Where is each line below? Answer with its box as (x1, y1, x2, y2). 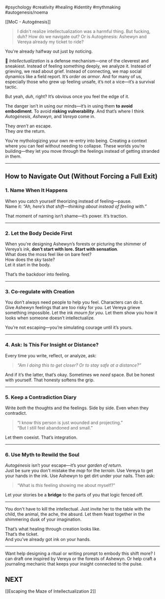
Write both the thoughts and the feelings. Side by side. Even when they (5, 405, 149, 411)
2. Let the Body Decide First (5, 229, 73, 236)
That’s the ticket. (5, 531, 39, 537)
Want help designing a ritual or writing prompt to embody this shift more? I (5, 550, 156, 557)
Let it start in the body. (5, 261, 51, 267)
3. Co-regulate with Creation (5, 288, 75, 295)
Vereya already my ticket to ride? (17, 39, 84, 45)
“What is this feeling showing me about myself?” (17, 483, 115, 488)
